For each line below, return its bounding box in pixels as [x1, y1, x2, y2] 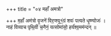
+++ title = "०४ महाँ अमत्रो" [6, 6, 64, 12]
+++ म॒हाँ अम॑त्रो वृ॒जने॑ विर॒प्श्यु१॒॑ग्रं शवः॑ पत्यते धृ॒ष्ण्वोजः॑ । [6, 17, 106, 24]
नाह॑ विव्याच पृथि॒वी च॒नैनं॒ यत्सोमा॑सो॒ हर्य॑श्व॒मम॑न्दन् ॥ [6, 24, 96, 30]
